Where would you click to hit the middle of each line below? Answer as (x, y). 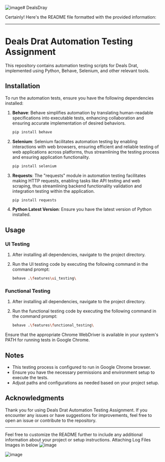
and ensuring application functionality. (51, 157)
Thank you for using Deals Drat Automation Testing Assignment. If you (76, 410)
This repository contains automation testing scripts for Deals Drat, (72, 65)
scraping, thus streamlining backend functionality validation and (77, 186)
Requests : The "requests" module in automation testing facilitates (79, 175)
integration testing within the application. (53, 191)
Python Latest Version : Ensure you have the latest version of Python (82, 209)
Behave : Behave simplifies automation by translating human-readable (83, 112)
